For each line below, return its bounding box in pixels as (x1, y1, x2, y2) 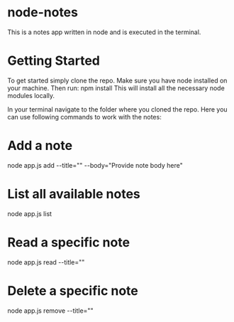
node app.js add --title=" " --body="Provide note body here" (7, 161, 183, 169)
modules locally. (7, 91, 55, 100)
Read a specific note (7, 234, 130, 250)
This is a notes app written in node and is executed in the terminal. (7, 28, 201, 36)
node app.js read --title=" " (7, 257, 85, 267)
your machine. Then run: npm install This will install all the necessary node (7, 83, 225, 92)
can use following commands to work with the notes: (7, 112, 162, 121)
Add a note (7, 138, 73, 154)
